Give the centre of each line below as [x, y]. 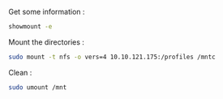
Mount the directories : [47, 42]
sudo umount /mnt [38, 87]
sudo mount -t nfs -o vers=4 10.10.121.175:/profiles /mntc [112, 57]
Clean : [20, 72]
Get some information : [47, 12]
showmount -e [30, 27]
